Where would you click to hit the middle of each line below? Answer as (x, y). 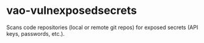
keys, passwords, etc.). (36, 33)
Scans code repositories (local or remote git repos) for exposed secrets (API (102, 27)
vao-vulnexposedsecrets (72, 11)
